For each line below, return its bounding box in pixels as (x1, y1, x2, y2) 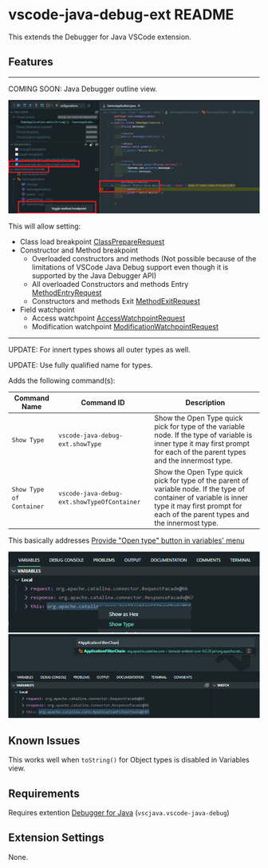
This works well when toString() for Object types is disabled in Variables (8, 755, 250, 765)
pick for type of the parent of (154, 476, 249, 485)
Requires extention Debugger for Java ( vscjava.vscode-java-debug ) (8, 807, 230, 817)
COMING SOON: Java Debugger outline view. (8, 84, 158, 94)
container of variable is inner (154, 492, 249, 502)
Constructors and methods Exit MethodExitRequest (31, 296, 201, 305)
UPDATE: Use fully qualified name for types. (8, 360, 153, 369)
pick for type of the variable (154, 422, 246, 432)
